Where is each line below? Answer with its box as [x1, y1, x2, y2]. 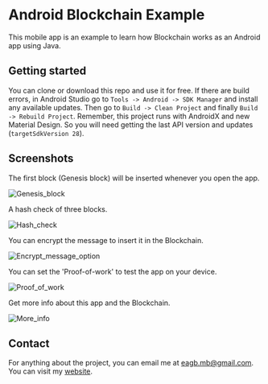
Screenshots [8, 151, 74, 166]
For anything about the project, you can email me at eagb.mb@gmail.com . [8, 358, 254, 368]
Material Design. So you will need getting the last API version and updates [8, 119, 254, 130]
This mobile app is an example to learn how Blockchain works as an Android [8, 32, 261, 42]
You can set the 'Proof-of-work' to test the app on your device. [8, 266, 217, 276]
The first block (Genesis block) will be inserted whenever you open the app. [8, 173, 260, 183]
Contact [8, 337, 50, 350]
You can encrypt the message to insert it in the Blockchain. [8, 235, 204, 245]
